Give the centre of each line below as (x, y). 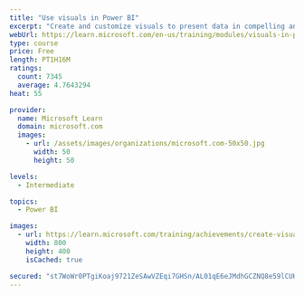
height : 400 (48, 251)
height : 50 (54, 160)
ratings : (26, 69)
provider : (28, 109)
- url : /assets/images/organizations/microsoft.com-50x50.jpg (145, 144)
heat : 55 (26, 93)
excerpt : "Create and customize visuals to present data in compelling (147, 26)
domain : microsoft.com (60, 127)
